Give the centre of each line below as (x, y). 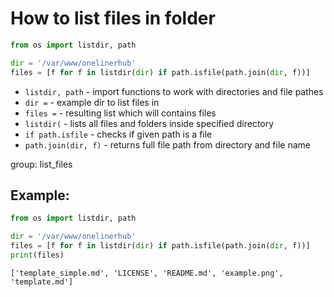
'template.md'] (42, 282)
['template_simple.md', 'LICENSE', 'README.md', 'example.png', (147, 273)
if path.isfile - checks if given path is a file (118, 134)
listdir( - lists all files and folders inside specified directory (149, 123)
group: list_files (41, 164)
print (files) (37, 255)
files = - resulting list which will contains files (120, 113)
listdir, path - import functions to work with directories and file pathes (174, 91)
